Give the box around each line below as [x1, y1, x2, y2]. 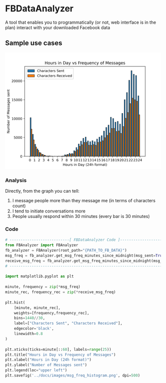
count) [12, 203, 26, 209]
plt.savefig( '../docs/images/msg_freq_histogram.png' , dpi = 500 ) [5, 373, 140, 378]
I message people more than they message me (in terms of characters [12, 198, 156, 204]
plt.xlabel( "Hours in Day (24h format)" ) [5, 357, 92, 362]
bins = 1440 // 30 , [14, 316, 45, 321]
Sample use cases [5, 39, 63, 47]
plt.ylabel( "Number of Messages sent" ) [5, 363, 87, 368]
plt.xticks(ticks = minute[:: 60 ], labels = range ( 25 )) [5, 347, 112, 352]
